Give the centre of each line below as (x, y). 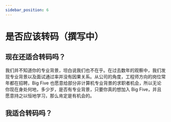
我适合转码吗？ (29, 113)
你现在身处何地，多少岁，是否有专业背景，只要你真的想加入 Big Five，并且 (83, 89)
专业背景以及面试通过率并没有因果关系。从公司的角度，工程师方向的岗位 (85, 76)
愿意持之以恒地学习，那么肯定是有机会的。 (50, 96)
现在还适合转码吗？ (35, 57)
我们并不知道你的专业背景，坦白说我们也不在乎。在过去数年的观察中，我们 (83, 70)
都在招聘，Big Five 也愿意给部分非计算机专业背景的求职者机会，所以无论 (85, 83)
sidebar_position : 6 (27, 10)
